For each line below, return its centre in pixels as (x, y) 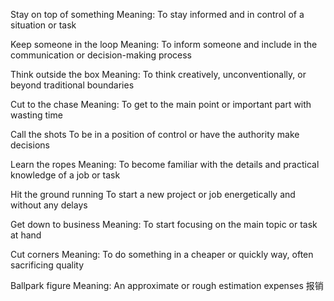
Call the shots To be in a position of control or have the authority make (155, 134)
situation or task (43, 25)
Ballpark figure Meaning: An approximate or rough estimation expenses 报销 (167, 285)
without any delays (49, 205)
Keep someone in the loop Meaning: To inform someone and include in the (164, 44)
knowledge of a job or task (65, 175)
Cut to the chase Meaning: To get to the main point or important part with (161, 104)
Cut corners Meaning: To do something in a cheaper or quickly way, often (162, 254)
